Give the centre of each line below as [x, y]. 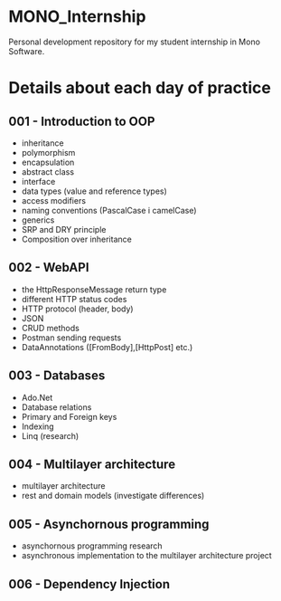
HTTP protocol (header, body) [77, 309]
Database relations [56, 407]
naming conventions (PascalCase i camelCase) [109, 210]
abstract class [47, 172]
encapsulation [48, 162]
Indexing [38, 426]
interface [38, 181]
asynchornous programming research [92, 546]
